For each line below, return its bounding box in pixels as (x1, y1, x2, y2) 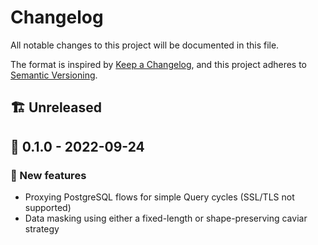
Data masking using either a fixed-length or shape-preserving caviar (24, 212, 308, 225)
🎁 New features (10, 168, 87, 182)
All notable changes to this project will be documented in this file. (10, 39, 280, 51)
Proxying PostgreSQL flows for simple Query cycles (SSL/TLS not (24, 191, 295, 203)
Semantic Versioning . (10, 69, 98, 81)
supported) (24, 202, 72, 214)
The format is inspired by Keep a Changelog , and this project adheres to (10, 58, 308, 70)
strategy (24, 223, 60, 235)
